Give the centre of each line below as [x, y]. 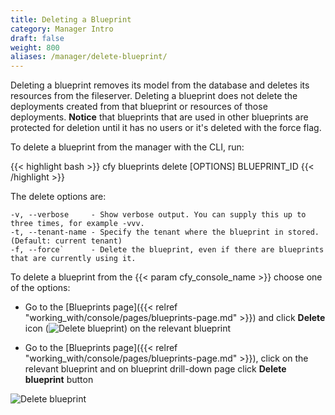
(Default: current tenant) [66, 241]
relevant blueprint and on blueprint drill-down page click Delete [155, 369]
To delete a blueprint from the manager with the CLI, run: [127, 147]
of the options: [40, 288]
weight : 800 [35, 47]
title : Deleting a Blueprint [71, 19]
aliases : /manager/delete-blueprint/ [89, 57]
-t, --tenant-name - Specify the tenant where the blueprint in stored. [165, 232]
